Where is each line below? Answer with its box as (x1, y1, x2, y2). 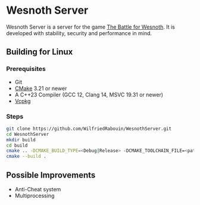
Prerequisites (6, 65, 46, 73)
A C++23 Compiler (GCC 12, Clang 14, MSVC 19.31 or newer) (14, 91, 164, 98)
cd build (6, 142, 28, 148)
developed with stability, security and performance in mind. (6, 29, 152, 36)
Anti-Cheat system (14, 185, 61, 192)
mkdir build (6, 136, 36, 143)
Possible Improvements (6, 170, 96, 180)
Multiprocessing (14, 192, 55, 199)
